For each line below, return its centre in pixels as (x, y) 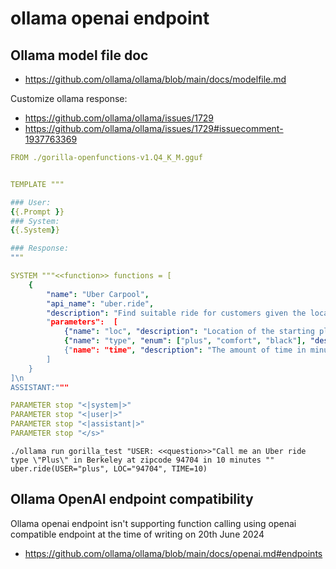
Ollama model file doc (79, 55)
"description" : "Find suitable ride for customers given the (176, 313)
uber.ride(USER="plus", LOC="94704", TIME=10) (109, 468)
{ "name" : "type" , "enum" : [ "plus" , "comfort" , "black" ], (185, 341)
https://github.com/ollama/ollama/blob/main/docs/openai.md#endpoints (173, 553)
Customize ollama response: (69, 98)
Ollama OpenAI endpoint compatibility (132, 499)
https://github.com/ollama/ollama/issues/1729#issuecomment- (154, 128)
